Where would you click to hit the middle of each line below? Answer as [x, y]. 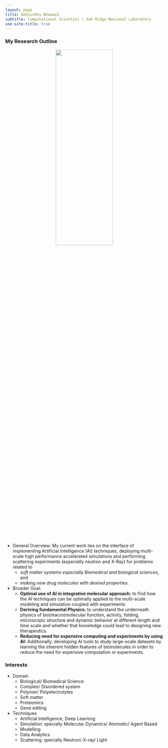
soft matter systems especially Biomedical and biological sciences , [90, 572]
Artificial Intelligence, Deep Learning [57, 718]
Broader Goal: [27, 588]
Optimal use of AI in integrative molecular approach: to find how [88, 593]
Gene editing [33, 708]
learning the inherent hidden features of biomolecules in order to [87, 647]
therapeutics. [34, 631]
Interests [16, 665]
